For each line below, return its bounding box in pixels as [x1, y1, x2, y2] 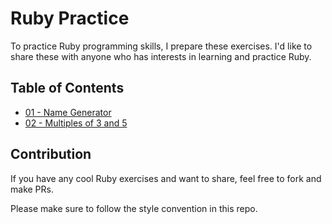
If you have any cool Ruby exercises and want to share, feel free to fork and [10, 172, 322, 184]
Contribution [10, 146, 92, 163]
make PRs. [10, 183, 54, 195]
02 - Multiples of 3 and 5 [24, 117, 128, 129]
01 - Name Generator [24, 106, 112, 118]
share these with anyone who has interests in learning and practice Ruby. [10, 50, 312, 62]
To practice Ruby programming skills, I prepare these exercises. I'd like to [10, 40, 313, 52]
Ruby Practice [10, 7, 130, 30]
